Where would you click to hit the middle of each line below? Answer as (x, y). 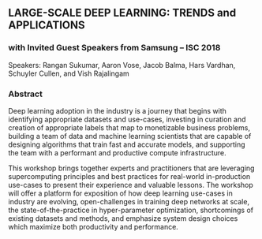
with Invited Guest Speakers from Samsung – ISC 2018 (114, 48)
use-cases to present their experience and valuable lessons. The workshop (131, 185)
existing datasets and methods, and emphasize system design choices (123, 218)
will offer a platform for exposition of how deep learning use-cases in (120, 193)
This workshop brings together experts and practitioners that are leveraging (131, 168)
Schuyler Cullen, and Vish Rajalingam (69, 73)
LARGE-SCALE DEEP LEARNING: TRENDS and (122, 13)
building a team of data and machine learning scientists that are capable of (130, 136)
